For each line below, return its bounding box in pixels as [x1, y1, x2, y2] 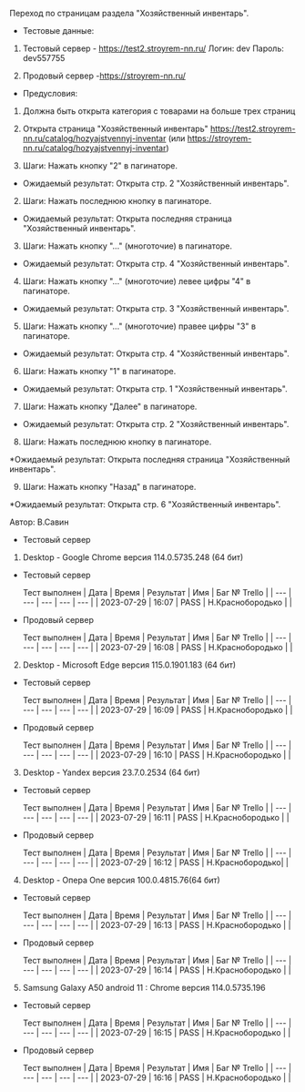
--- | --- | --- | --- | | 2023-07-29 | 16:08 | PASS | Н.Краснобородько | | [22, 642, 293, 652]
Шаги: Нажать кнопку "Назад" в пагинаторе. [22, 482, 197, 492]
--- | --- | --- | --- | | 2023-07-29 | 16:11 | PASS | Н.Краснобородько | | [22, 812, 290, 822]
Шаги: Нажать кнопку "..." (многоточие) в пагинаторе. [22, 240, 233, 251]
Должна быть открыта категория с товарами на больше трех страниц [22, 106, 296, 117]
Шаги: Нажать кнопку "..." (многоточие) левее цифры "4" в [22, 276, 251, 286]
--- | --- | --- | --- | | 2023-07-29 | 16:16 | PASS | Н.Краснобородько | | [22, 1072, 291, 1083]
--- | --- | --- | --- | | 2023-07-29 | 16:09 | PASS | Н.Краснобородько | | [22, 705, 293, 715]
